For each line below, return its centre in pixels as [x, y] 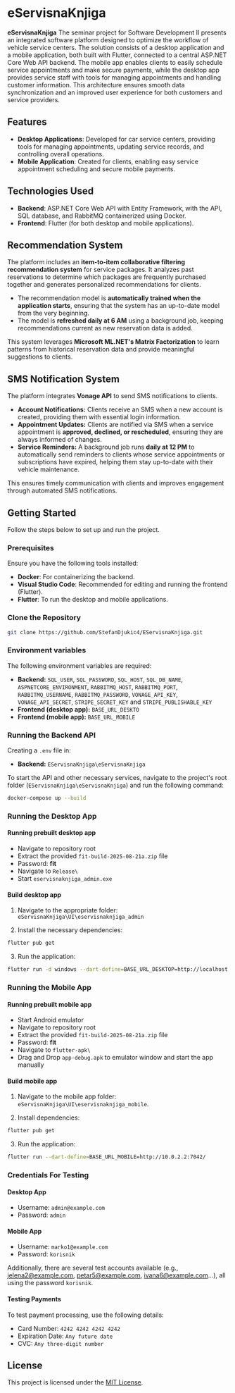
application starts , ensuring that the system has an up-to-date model [119, 306]
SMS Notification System [63, 379]
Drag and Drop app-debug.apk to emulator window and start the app [115, 1058]
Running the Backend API [52, 735]
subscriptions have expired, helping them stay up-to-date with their [115, 462]
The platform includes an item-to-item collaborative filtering [96, 262]
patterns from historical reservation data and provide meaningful [101, 349]
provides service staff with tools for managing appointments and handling [114, 77]
